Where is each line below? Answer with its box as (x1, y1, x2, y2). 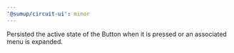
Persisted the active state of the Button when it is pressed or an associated (6, 30, 228, 38)
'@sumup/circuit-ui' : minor (6, 10, 91, 18)
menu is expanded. (6, 37, 63, 46)
